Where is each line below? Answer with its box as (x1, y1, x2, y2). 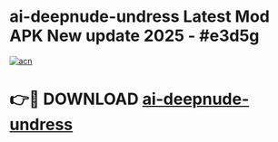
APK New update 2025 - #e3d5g (9, 25, 260, 46)
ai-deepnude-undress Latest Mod (9, 6, 271, 27)
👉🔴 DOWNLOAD (9, 89, 139, 109)
